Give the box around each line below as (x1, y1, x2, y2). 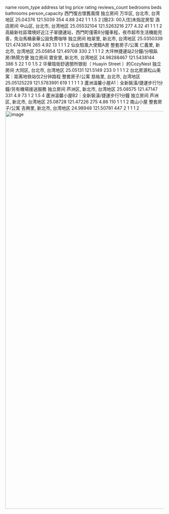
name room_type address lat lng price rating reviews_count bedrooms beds (5, 5, 162, 10)
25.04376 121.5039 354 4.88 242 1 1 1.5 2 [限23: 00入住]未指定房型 (15, 17, 154, 22)
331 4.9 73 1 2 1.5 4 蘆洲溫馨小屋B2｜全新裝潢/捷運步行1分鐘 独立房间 (5, 92, 149, 98)
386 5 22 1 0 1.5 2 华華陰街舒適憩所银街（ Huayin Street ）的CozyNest (5, 61, 151, 67)
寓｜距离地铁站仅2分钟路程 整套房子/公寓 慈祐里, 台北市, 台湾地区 (5, 73, 141, 79)
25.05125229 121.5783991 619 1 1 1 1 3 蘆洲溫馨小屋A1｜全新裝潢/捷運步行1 (5, 80, 159, 85)
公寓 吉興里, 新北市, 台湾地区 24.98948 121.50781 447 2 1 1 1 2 (11, 105, 139, 111)
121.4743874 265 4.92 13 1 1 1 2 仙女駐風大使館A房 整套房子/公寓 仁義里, (5, 42, 154, 48)
